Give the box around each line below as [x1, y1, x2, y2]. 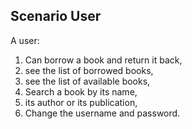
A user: [10, 34, 40, 46]
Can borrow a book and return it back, [24, 54, 183, 66]
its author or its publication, [24, 96, 138, 108]
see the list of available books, [24, 75, 151, 87]
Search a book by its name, [24, 85, 138, 98]
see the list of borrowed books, [24, 64, 154, 76]
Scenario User [10, 8, 102, 25]
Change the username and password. [24, 107, 181, 119]
